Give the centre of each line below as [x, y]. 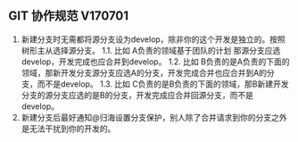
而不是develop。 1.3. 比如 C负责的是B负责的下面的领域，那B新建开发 [163, 84]
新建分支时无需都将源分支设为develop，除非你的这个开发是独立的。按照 [153, 39]
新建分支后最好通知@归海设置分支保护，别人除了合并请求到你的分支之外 [154, 117]
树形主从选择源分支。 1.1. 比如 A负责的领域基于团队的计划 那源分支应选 [151, 50]
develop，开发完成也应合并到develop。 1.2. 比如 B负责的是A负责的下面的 [155, 62]
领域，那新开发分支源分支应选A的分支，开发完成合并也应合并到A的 [144, 72]
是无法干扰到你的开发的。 [68, 129]
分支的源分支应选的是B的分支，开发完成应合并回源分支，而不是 [137, 95]
